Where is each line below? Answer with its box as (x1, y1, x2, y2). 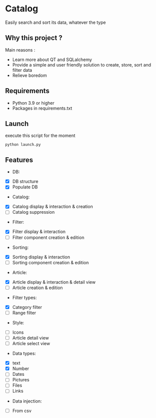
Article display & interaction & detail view (12, 279, 96, 285)
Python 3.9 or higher (12, 100, 54, 106)
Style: (12, 319, 25, 325)
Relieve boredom (12, 72, 47, 78)
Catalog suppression (12, 209, 55, 215)
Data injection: (12, 398, 42, 404)
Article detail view (12, 335, 49, 341)
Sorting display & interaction (12, 254, 70, 260)
